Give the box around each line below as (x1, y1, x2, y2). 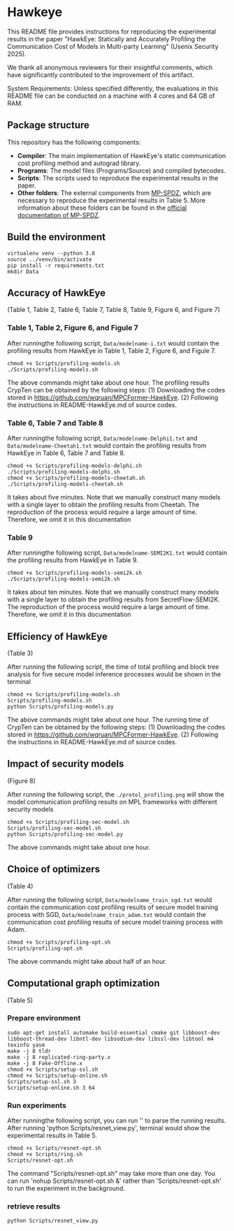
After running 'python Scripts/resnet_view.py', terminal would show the (7, 1124, 211, 1132)
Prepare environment (7, 1013, 81, 1023)
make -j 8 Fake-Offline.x (7, 1060, 82, 1067)
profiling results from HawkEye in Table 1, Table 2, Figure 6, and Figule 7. (7, 346, 217, 355)
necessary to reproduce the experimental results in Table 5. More (17, 196, 206, 204)
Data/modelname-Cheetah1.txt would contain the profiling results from (7, 441, 207, 450)
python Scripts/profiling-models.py (7, 704, 114, 711)
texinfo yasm (7, 1041, 45, 1048)
